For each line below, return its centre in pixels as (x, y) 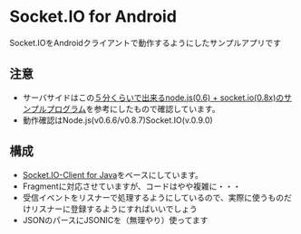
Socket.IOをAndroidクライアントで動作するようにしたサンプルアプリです (145, 42)
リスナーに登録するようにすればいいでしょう (114, 209)
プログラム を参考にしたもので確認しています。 (133, 108)
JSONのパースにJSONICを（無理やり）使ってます (115, 220)
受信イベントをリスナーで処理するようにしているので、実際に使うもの (153, 197)
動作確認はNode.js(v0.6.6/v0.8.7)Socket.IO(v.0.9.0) (117, 120)
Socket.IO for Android (93, 17)
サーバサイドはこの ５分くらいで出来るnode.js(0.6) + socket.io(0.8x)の (153, 98)
